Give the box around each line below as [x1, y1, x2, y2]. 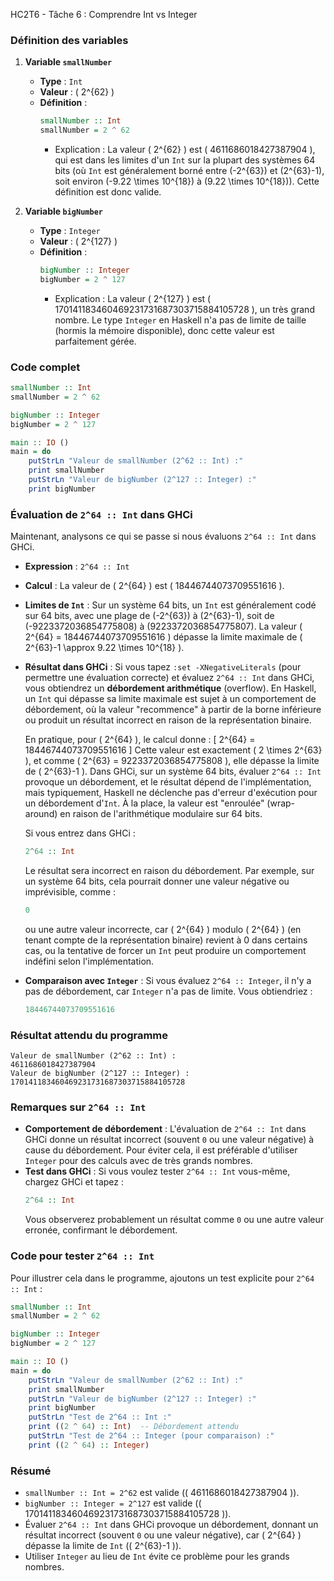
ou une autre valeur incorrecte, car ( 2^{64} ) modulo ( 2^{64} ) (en [24, 923, 302, 935]
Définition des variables [10, 33, 129, 47]
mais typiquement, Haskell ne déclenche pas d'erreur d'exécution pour [24, 787, 318, 799]
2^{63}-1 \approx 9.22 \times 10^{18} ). [24, 642, 185, 654]
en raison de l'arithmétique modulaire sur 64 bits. [59, 808, 263, 820]
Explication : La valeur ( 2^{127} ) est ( [54, 292, 212, 304]
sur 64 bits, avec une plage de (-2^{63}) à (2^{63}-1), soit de [24, 610, 275, 622]
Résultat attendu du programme [10, 1028, 169, 1042]
